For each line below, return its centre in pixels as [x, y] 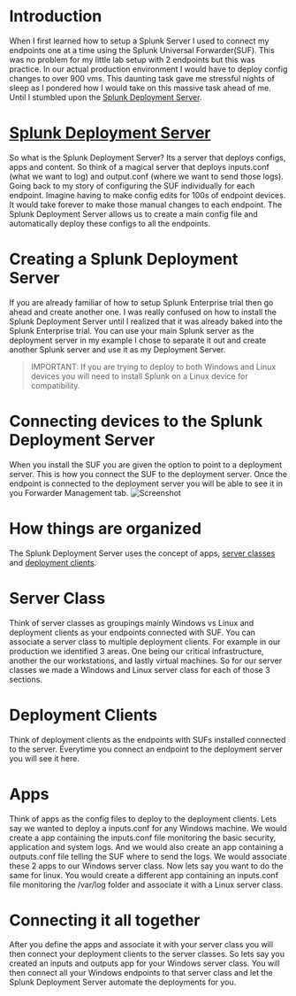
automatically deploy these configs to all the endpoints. [110, 223]
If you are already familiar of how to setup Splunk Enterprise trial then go [141, 302]
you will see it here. [45, 758]
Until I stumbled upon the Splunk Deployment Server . [106, 97]
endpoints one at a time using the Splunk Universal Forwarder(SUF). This [142, 50]
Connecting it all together [105, 920]
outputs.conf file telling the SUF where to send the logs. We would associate [148, 856]
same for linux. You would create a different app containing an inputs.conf [144, 875]
